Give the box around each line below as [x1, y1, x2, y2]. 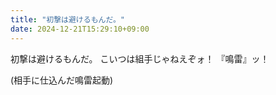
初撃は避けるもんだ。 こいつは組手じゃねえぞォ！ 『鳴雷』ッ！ [10, 52, 270, 65]
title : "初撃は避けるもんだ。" [10, 14, 126, 25]
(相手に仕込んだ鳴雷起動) [10, 74, 114, 86]
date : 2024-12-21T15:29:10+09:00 [10, 24, 150, 34]
